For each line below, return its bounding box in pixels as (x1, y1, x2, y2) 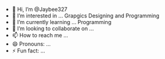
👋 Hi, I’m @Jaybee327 (11, 6, 68, 13)
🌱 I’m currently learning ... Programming (11, 19, 112, 25)
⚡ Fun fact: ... (11, 47, 45, 54)
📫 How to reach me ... (11, 32, 68, 39)
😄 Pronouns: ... (11, 40, 51, 48)
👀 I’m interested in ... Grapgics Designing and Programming (11, 12, 160, 19)
